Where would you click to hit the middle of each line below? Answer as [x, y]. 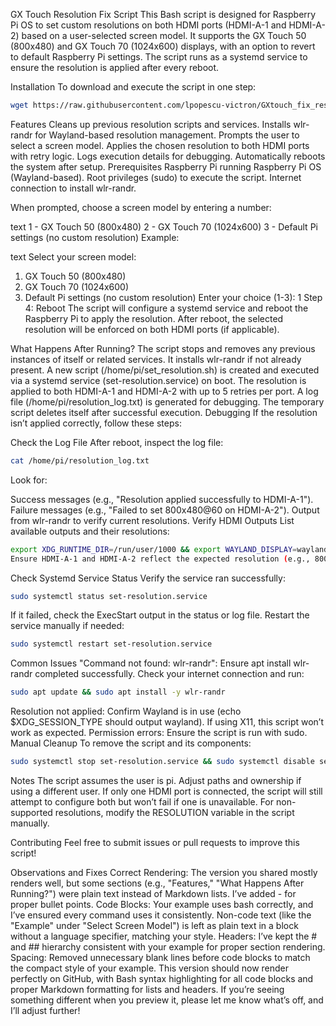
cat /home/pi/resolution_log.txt [80, 460]
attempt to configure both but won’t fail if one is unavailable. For [142, 802]
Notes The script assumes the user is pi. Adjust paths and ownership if [156, 780]
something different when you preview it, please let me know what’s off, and [167, 1000]
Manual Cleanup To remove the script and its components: [131, 743]
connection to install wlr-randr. [73, 188]
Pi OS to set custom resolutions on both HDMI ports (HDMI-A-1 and [148, 25]
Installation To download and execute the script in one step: [133, 87]
